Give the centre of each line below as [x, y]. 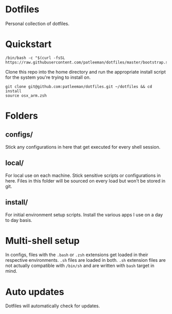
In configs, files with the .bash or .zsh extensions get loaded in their [77, 255]
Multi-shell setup [42, 241]
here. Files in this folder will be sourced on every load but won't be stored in [85, 181]
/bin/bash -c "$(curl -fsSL [35, 58]
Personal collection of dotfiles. [37, 24]
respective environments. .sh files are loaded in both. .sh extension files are [85, 260]
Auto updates [35, 292]
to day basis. [19, 220]
